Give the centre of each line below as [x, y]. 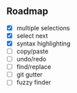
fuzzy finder [34, 83]
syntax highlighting [43, 43]
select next [32, 35]
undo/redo [31, 59]
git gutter [29, 74]
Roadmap [27, 11]
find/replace [34, 67]
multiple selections [43, 28]
